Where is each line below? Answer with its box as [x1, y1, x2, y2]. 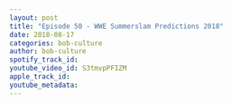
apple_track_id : [9, 72, 70, 81]
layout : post [9, 13, 59, 23]
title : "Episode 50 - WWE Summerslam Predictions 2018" [9, 22, 224, 31]
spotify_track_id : [9, 55, 79, 64]
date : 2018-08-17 [9, 30, 75, 39]
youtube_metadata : [9, 80, 79, 90]
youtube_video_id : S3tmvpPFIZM [9, 64, 127, 73]
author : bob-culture [9, 47, 88, 56]
